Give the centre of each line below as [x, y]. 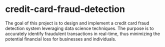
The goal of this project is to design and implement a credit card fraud [77, 23]
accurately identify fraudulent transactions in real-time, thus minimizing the [82, 33]
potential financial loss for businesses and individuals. [61, 39]
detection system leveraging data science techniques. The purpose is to [79, 28]
